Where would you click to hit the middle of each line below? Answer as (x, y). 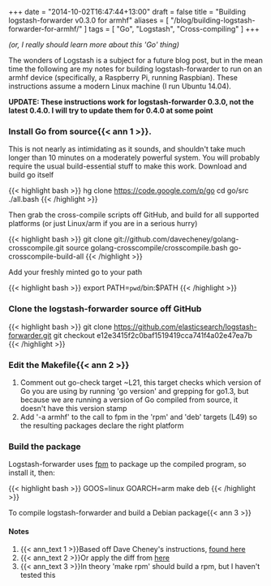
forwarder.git (30, 335)
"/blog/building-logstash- (213, 20)
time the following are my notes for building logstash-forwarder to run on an (135, 69)
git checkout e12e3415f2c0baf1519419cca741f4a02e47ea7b (153, 335)
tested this (38, 575)
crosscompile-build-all (46, 257)
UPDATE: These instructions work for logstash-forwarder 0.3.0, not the (131, 102)
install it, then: (32, 473)
